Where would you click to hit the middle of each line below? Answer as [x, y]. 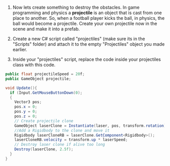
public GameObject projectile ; [38, 79]
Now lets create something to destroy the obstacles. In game [76, 7]
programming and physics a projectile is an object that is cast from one [87, 13]
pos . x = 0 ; [26, 107]
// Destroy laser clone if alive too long [60, 145]
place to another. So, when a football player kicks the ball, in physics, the [89, 18]
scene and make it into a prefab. [46, 29]
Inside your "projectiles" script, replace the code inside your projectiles [87, 59]
